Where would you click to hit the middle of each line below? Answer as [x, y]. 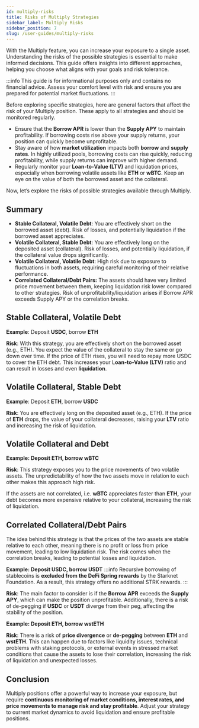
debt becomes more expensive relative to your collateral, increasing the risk [99, 500]
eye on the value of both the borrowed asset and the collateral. [92, 179]
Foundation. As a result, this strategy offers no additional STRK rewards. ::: [97, 582]
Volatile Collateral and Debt [57, 444]
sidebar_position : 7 [32, 28]
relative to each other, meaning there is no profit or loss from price [87, 546]
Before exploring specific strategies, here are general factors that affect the [98, 105]
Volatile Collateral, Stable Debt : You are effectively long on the [92, 242]
